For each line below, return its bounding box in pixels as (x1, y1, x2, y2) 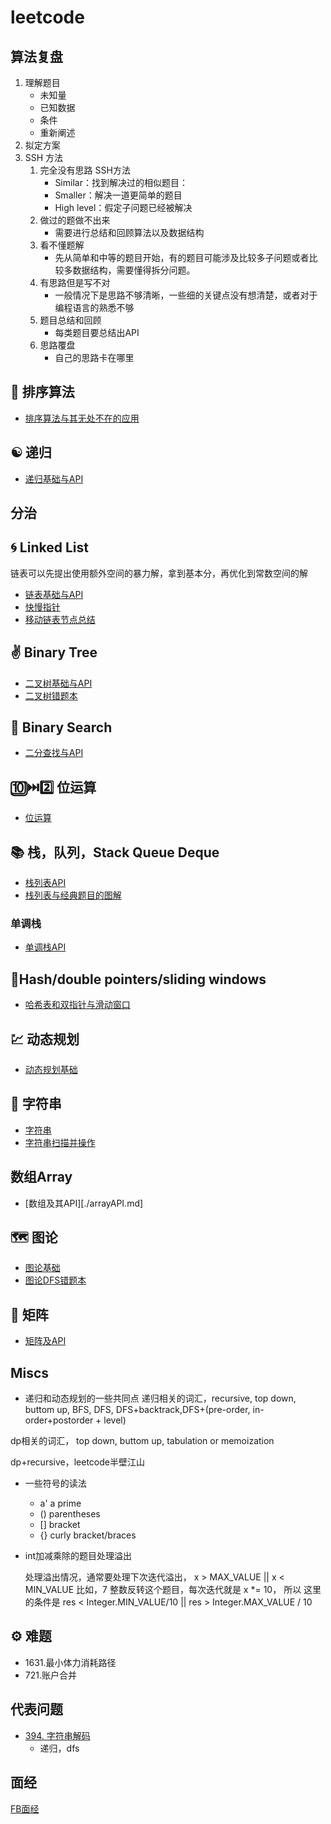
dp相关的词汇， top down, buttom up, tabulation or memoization (10, 1435, 275, 1447)
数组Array (10, 1169, 73, 1186)
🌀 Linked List (10, 539, 89, 556)
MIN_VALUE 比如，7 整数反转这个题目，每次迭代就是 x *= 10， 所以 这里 (24, 1584, 322, 1596)
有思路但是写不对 (39, 277, 111, 288)
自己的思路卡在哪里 (54, 352, 135, 363)
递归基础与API (24, 472, 84, 485)
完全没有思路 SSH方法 (39, 164, 131, 176)
